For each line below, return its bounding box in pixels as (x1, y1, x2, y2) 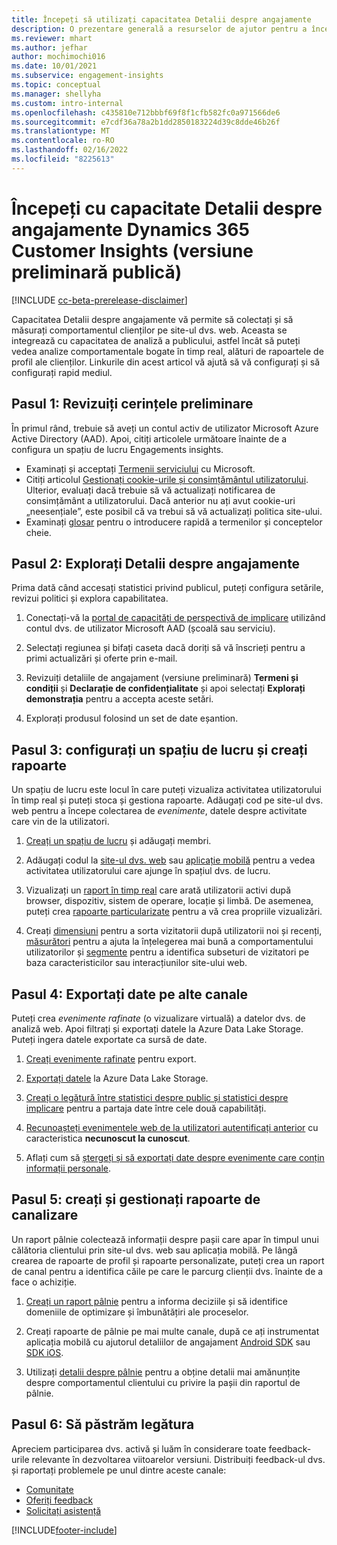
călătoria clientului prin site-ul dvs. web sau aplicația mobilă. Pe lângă (11, 1244, 298, 1256)
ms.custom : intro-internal (11, 98, 124, 108)
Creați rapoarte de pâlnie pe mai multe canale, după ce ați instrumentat (25, 1325, 320, 1337)
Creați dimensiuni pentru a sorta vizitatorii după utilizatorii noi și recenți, (25, 925, 323, 937)
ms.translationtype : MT (11, 126, 111, 136)
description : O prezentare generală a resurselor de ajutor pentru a (11, 24, 308, 34)
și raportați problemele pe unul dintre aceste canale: (11, 1464, 227, 1476)
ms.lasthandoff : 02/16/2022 (11, 145, 129, 155)
